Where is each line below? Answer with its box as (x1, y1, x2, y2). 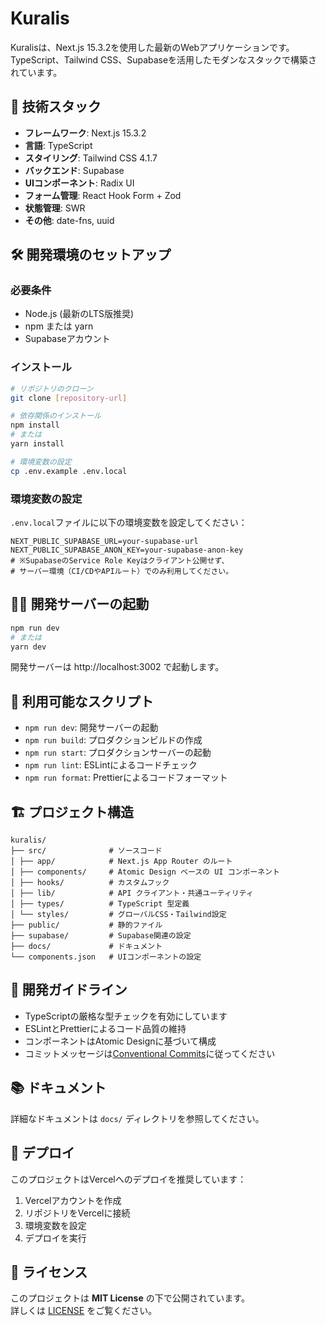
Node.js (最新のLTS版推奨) (24, 308, 135, 320)
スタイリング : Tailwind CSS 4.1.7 (24, 152, 158, 164)
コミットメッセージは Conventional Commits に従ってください (24, 1047, 276, 1059)
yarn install (10, 439, 65, 449)
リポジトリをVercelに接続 (24, 1207, 131, 1219)
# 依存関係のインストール (10, 411, 102, 421)
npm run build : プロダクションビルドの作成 (24, 734, 203, 746)
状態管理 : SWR (24, 202, 86, 214)
